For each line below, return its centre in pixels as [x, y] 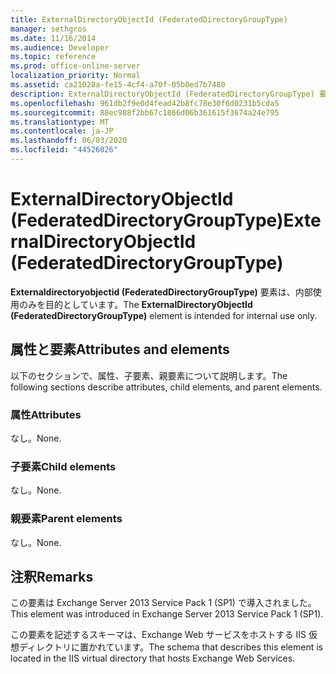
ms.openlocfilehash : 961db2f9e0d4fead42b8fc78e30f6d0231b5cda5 [145, 103]
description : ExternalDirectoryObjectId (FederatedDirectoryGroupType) [162, 94]
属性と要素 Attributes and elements [120, 349]
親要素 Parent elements [66, 519]
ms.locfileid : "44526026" [64, 150]
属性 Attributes [46, 414]
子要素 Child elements [63, 466]
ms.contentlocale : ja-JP [62, 131]
